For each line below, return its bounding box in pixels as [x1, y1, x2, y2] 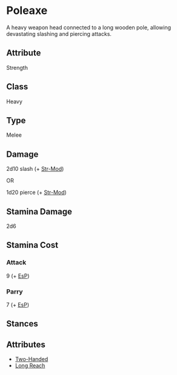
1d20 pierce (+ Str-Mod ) [6, 189, 67, 196]
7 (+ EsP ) [6, 301, 30, 308]
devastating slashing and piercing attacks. [6, 30, 112, 37]
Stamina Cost [6, 240, 59, 250]
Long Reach [15, 362, 45, 370]
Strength [6, 64, 28, 71]
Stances [6, 318, 38, 329]
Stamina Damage [6, 206, 73, 216]
